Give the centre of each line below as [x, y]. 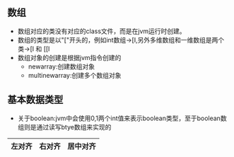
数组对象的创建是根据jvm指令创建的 [69, 57]
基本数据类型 [35, 100]
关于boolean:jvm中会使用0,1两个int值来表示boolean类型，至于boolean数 [122, 118]
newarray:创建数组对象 [62, 66]
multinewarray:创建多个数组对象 [75, 75]
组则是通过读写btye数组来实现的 [64, 127]
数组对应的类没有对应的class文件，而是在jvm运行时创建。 [101, 31]
